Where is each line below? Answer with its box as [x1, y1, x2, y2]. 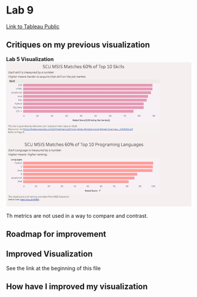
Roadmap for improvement [6, 230, 106, 239]
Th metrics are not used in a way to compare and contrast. [6, 212, 148, 219]
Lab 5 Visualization [6, 55, 54, 62]
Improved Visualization [6, 249, 93, 259]
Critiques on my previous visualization [6, 40, 150, 50]
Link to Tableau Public [6, 23, 60, 30]
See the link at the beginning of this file [6, 265, 101, 272]
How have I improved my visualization [6, 282, 148, 292]
